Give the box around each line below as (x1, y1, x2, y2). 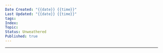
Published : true (5, 34, 38, 39)
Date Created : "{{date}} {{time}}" (5, 7, 77, 12)
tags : (5, 16, 16, 21)
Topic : (5, 25, 18, 30)
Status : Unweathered (5, 29, 47, 34)
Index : (5, 20, 18, 26)
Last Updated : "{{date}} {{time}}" (5, 12, 77, 16)
